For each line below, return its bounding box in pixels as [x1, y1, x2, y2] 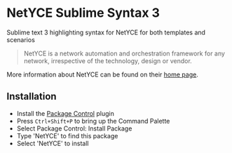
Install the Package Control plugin [16, 109, 115, 117]
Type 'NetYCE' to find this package [16, 131, 118, 140]
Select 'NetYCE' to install [16, 139, 89, 147]
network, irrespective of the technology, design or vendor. [23, 56, 192, 65]
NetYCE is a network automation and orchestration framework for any [23, 49, 226, 58]
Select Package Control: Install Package [16, 124, 132, 133]
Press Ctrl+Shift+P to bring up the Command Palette [16, 117, 170, 125]
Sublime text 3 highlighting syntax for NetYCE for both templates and [6, 28, 206, 36]
